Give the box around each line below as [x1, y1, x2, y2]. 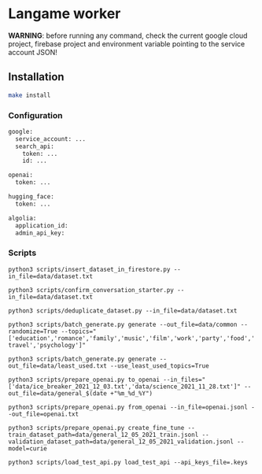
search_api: [15, 143, 55, 150]
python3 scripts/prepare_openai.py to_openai [8, 376, 160, 383]
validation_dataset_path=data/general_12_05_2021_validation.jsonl [8, 438, 234, 446]
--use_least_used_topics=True [109, 361, 210, 370]
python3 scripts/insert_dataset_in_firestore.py [8, 265, 171, 273]
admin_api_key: [15, 229, 65, 237]
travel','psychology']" [8, 341, 87, 349]
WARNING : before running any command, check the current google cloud [8, 31, 248, 40]
